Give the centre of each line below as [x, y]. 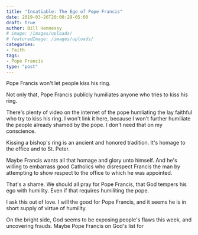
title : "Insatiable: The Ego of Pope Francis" [64, 12]
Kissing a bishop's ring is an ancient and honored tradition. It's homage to [96, 143]
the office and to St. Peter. [38, 149]
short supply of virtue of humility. [47, 208]
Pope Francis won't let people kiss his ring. [59, 83]
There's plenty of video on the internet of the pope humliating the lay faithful [99, 112]
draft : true [21, 22]
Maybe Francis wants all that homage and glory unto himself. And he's [92, 161]
